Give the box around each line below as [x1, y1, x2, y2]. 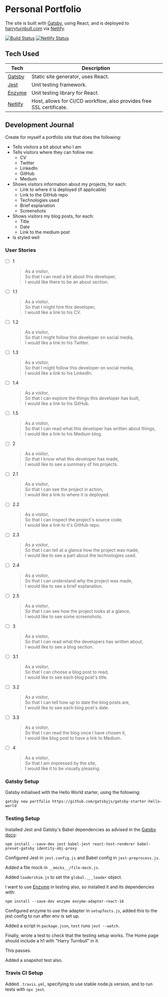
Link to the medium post [19, 229, 70, 235]
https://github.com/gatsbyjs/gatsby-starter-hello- [52, 799, 162, 804]
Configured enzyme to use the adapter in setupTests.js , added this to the [5, 907, 157, 913]
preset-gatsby [5, 846, 35, 851]
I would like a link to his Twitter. [24, 340, 89, 346]
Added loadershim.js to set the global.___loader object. [5, 874, 122, 880]
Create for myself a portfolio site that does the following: [5, 134, 121, 140]
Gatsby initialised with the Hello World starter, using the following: [5, 789, 141, 795]
